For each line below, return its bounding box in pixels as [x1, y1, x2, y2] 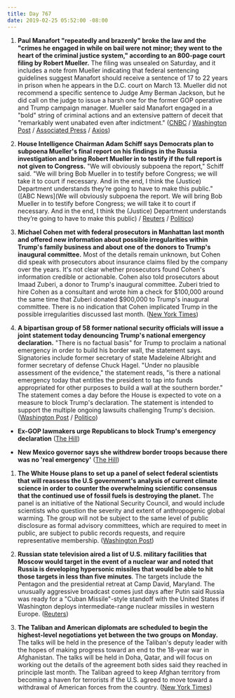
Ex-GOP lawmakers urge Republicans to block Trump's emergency [17, 427, 216, 435]
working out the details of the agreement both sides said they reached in [17, 660, 228, 668]
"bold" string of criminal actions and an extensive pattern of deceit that [17, 110, 223, 119]
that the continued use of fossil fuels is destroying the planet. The [17, 491, 214, 500]
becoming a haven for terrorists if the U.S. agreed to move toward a [17, 676, 213, 684]
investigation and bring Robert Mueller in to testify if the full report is [17, 154, 222, 162]
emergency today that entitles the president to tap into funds [17, 375, 193, 384]
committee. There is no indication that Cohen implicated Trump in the [17, 302, 218, 311]
